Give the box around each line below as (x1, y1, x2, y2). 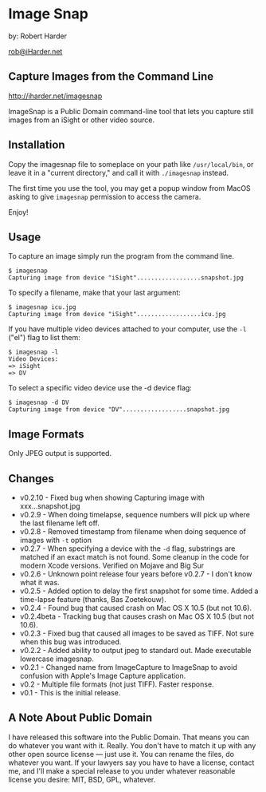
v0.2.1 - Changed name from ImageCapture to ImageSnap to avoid (19, 663, 237, 671)
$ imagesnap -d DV (8, 398, 69, 407)
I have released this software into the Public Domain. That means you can (8, 732, 249, 742)
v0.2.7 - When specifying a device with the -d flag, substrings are (19, 544, 236, 553)
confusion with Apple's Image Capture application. (19, 671, 186, 680)
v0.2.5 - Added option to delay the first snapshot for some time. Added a (19, 586, 259, 596)
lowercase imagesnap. (19, 654, 94, 663)
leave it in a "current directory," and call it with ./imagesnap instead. (8, 168, 229, 177)
